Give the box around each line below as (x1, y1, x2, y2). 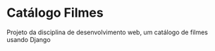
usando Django (6, 35, 51, 43)
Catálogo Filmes (6, 5, 104, 21)
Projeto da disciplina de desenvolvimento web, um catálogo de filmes (6, 28, 209, 36)
